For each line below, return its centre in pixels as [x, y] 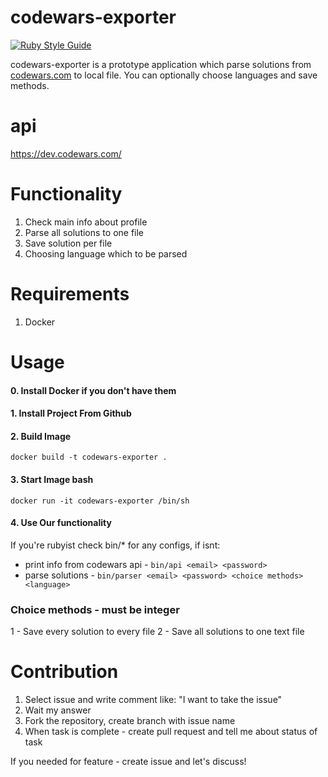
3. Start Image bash [52, 479]
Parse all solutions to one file [84, 232]
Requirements [70, 294]
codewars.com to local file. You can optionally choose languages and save [164, 75]
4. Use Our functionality [61, 523]
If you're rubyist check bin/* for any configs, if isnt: [115, 545]
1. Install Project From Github [71, 413]
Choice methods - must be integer [95, 609]
